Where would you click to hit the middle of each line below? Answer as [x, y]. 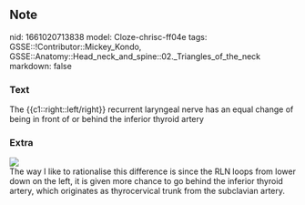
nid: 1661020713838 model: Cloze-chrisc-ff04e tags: [108, 36]
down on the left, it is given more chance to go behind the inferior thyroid [147, 181]
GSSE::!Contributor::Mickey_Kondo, [76, 46]
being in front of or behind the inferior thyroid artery [107, 119]
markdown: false [41, 66]
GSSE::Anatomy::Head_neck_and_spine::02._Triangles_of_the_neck [135, 56]
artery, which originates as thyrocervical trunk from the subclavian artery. [147, 191]
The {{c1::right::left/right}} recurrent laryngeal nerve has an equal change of [152, 109]
